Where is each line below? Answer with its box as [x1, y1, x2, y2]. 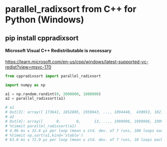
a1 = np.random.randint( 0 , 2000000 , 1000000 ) [5, 91, 101, 96]
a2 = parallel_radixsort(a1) [5, 96, 66, 101]
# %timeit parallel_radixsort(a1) [5, 123, 77, 129]
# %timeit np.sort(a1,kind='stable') [5, 133, 83, 138]
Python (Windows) [5, 14, 84, 25]
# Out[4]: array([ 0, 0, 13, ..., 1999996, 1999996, [5, 119, 153, 124]
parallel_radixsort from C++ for [5, 3, 137, 15]
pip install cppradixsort [5, 34, 79, 42]
